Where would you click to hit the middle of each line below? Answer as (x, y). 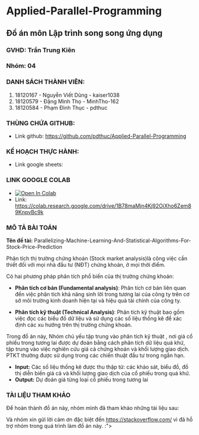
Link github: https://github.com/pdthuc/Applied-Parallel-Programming (100, 136)
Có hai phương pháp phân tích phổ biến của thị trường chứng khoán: (90, 276)
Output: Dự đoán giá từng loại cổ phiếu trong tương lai (81, 380)
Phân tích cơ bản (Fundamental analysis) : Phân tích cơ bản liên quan (100, 288)
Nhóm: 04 (21, 66)
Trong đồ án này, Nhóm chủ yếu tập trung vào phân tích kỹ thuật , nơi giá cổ (99, 336)
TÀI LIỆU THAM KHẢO (38, 395)
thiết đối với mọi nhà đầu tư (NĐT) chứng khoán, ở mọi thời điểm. (86, 264)
